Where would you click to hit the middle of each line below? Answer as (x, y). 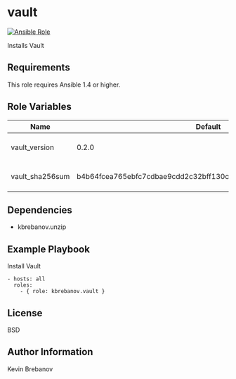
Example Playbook (48, 249)
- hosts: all (26, 279)
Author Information (50, 352)
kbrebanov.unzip (42, 227)
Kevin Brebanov (30, 369)
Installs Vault (26, 45)
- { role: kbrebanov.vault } (63, 292)
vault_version (33, 147)
